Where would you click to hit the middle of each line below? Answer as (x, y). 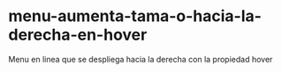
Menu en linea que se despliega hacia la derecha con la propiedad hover (141, 59)
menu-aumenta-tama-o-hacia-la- (135, 16)
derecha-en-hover (78, 35)
